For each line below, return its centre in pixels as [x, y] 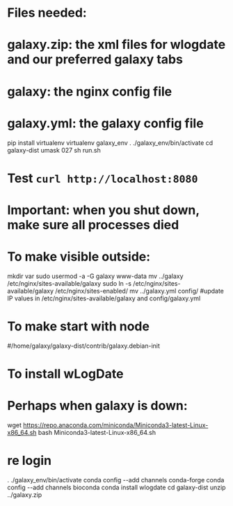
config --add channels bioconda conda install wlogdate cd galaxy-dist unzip [116, 487]
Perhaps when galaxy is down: [97, 406]
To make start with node [78, 326]
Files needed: [47, 13]
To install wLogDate [65, 374]
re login [30, 461]
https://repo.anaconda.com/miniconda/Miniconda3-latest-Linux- [116, 425]
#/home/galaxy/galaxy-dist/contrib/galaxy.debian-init [83, 346]
